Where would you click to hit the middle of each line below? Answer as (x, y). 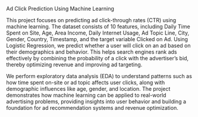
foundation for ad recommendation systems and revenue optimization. (92, 108)
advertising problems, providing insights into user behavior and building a (96, 101)
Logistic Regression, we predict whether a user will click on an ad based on (98, 45)
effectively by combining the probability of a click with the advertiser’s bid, (98, 58)
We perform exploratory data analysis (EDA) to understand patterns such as (99, 76)
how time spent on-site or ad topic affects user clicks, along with (86, 82)
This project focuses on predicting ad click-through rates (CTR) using (91, 20)
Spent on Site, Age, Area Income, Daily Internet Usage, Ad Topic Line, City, (98, 33)
